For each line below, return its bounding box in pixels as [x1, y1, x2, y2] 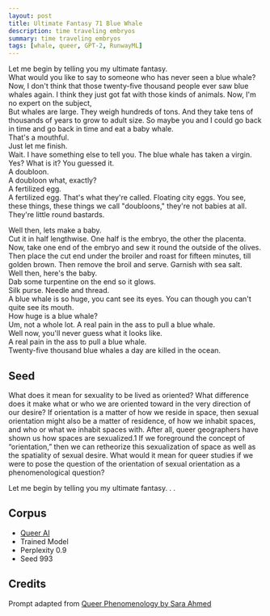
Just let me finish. [8, 141, 68, 151]
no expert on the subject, [8, 98, 92, 108]
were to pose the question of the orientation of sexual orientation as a [8, 459, 241, 468]
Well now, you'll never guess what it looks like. [8, 329, 163, 338]
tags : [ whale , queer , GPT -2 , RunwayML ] [8, 42, 143, 50]
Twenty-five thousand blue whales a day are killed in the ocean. [8, 346, 221, 355]
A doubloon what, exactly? [8, 175, 97, 186]
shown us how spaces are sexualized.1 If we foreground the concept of [8, 433, 245, 442]
